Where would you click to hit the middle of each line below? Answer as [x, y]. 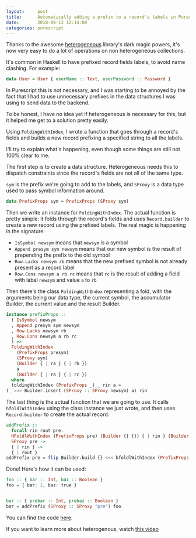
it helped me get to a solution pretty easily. [57, 120]
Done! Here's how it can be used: [46, 469]
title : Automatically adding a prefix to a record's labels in [91, 17]
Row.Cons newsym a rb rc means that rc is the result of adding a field [97, 274]
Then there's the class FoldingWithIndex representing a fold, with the [89, 291]
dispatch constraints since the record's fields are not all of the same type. [94, 173]
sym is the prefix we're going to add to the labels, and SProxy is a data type [95, 185]
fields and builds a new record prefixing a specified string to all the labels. [95, 138]
